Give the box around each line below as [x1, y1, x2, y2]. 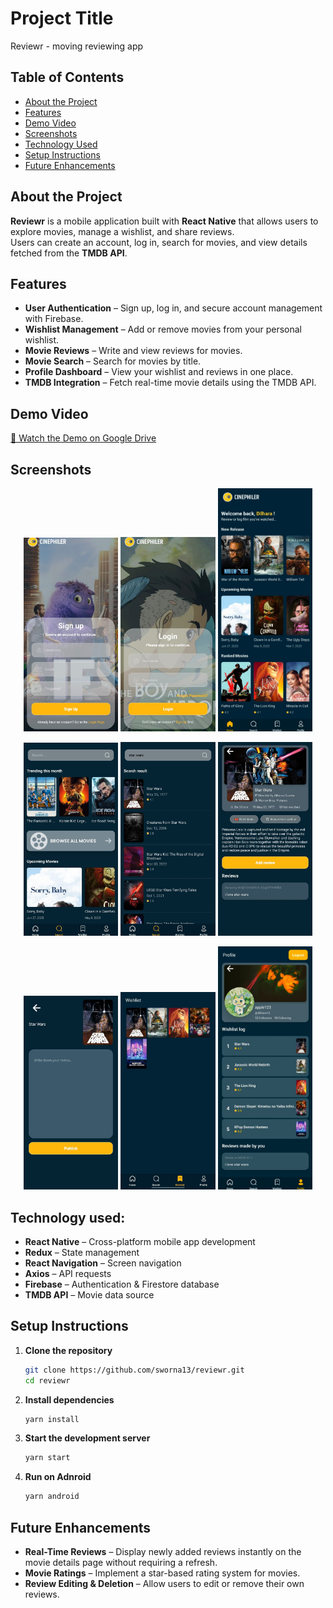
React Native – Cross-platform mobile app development [24, 1236, 256, 1248]
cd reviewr [24, 1375, 71, 1386]
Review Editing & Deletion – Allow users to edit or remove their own [24, 1578, 305, 1590]
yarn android [24, 1492, 80, 1502]
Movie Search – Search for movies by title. [24, 355, 202, 367]
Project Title [10, 7, 114, 30]
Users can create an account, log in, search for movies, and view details [10, 236, 308, 248]
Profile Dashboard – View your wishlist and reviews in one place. [24, 366, 294, 378]
